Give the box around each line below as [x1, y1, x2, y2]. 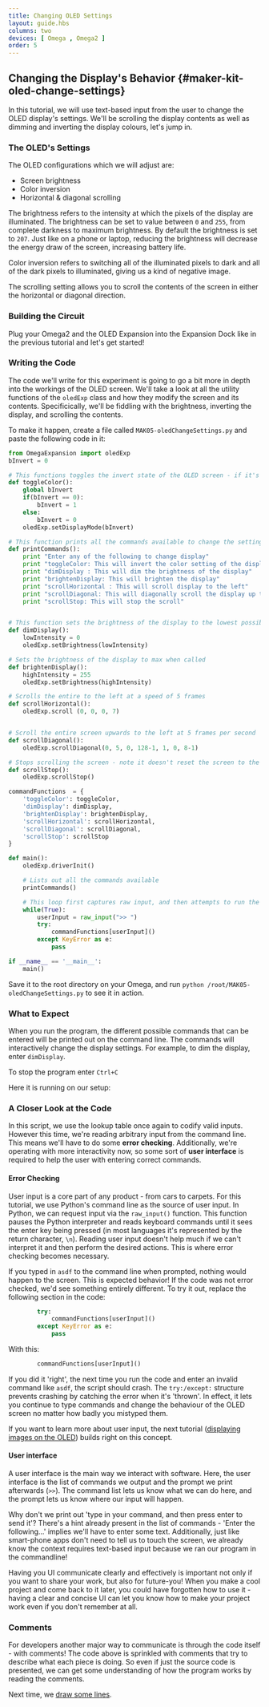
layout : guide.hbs [8, 19, 70, 27]
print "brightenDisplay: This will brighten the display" [22, 575, 220, 583]
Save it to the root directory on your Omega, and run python [8, 979, 204, 989]
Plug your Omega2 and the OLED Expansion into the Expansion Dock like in [8, 329, 257, 338]
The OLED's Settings [8, 142, 90, 153]
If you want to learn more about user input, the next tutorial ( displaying [8, 1424, 241, 1434]
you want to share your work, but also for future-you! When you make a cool [8, 1576, 261, 1586]
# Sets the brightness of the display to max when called [8, 655, 206, 664]
